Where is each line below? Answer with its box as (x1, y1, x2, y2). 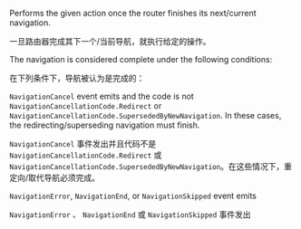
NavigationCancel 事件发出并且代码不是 (9, 138, 157, 148)
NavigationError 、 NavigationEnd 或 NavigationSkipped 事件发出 (9, 209, 251, 220)
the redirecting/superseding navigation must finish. (9, 119, 200, 130)
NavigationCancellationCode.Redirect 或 (9, 149, 162, 160)
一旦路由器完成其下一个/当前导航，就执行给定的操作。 (9, 36, 211, 46)
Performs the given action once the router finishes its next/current (9, 8, 257, 18)
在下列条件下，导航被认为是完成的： (9, 72, 145, 83)
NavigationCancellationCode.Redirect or (9, 100, 162, 111)
